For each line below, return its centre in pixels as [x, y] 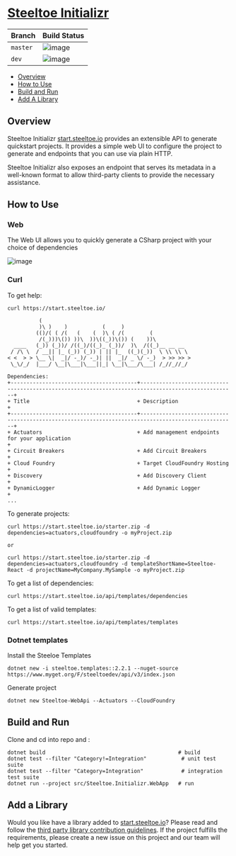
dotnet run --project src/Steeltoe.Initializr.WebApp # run [101, 783]
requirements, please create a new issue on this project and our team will [114, 837]
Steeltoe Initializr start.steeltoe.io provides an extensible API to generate [112, 138]
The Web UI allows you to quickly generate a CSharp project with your [110, 240]
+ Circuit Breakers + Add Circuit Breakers [107, 451]
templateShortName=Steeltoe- [173, 564]
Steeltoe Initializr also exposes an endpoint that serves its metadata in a [112, 167]
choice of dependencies [43, 248]
